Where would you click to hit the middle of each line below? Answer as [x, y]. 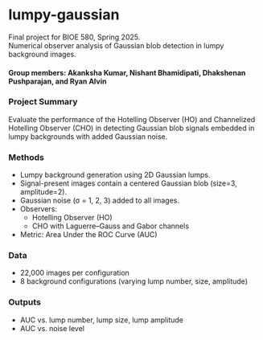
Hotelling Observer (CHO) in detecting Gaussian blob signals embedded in [131, 128]
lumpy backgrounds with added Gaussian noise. [88, 136]
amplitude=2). [43, 192]
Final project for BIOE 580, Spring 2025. [74, 37]
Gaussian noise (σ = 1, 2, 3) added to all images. [99, 201]
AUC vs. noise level [52, 328]
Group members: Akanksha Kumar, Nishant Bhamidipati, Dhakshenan [127, 72]
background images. [42, 54]
